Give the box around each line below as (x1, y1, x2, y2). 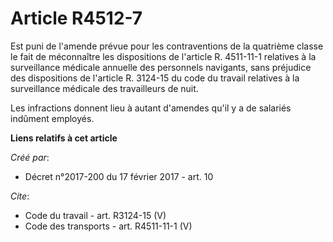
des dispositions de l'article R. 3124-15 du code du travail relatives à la (10, 72, 300, 84)
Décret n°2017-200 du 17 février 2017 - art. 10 (24, 170, 214, 182)
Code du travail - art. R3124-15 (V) (24, 209, 167, 221)
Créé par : (10, 151, 50, 163)
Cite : (10, 190, 30, 202)
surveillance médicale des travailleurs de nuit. (10, 82, 199, 94)
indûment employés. (10, 112, 95, 124)
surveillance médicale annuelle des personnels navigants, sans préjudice (10, 61, 312, 73)
